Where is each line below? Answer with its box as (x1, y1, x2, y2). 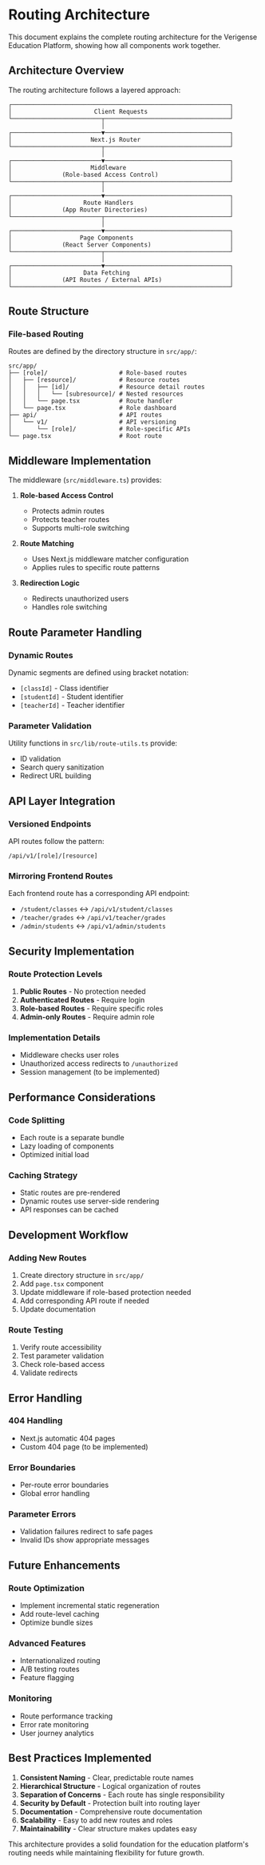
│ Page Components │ (8, 234, 234, 242)
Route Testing (8, 1324, 64, 1335)
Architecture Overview (8, 64, 125, 78)
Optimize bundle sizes (19, 1618, 93, 1627)
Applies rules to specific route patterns (31, 563, 160, 573)
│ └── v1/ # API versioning (8, 418, 177, 426)
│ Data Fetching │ (8, 268, 234, 277)
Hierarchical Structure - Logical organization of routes (19, 1781, 201, 1791)
